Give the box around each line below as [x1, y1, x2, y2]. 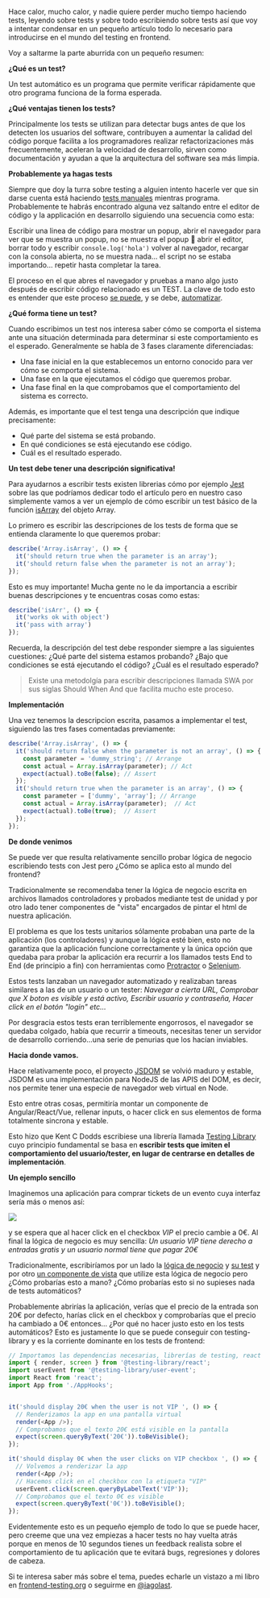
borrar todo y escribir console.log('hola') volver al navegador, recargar [8, 243, 249, 252]
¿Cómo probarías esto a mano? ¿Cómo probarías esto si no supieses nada [8, 1277, 255, 1287]
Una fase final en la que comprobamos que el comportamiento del [19, 383, 240, 392]
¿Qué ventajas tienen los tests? [8, 104, 116, 113]
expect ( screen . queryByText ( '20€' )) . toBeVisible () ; [15, 1433, 189, 1441]
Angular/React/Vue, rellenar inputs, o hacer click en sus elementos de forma [8, 1107, 262, 1117]
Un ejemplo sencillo [8, 1173, 77, 1182]
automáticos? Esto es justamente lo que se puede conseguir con [8, 1327, 223, 1337]
